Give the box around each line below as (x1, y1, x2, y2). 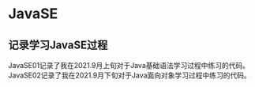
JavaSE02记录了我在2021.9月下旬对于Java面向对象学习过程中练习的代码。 (8, 70, 251, 80)
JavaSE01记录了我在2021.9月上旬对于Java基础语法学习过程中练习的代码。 (8, 61, 250, 70)
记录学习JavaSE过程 (8, 38, 108, 51)
